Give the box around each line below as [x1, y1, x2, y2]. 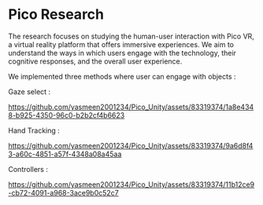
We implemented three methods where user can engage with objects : [8, 71, 236, 81]
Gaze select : [8, 86, 51, 96]
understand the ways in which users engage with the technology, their [8, 48, 236, 57]
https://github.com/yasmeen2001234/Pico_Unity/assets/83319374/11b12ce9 [8, 179, 255, 189]
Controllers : [8, 164, 49, 174]
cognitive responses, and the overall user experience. [8, 57, 183, 66]
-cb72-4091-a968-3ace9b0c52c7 [8, 188, 120, 197]
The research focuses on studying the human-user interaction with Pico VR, [8, 31, 254, 41]
